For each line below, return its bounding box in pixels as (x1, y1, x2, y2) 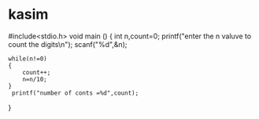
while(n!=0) (8, 55, 47, 63)
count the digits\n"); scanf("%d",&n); (8, 39, 128, 49)
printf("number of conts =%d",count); (11, 88, 139, 97)
